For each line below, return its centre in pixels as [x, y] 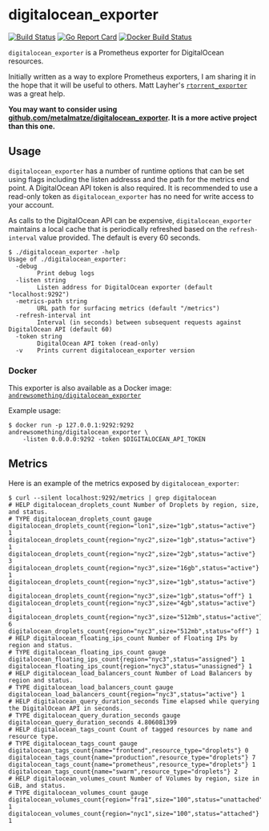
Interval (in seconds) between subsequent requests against [139, 322]
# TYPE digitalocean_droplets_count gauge [80, 519]
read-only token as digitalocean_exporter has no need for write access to [131, 196]
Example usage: [35, 411]
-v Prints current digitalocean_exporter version [105, 351]
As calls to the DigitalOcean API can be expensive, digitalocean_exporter [130, 220]
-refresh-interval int [53, 315]
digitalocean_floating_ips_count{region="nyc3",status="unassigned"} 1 [130, 666]
